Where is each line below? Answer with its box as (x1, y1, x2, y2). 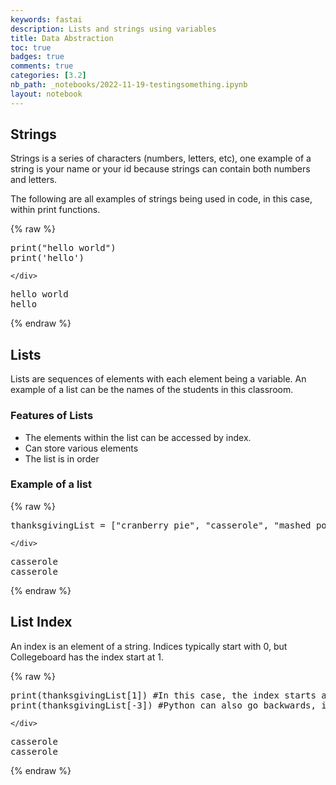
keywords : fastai (10, 14, 83, 25)
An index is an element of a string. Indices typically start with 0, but (10, 640, 288, 652)
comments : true (10, 61, 74, 71)
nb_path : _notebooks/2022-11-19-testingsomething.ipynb (10, 80, 248, 90)
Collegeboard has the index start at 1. (10, 651, 164, 663)
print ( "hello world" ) (10, 242, 117, 254)
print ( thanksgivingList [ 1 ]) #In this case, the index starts (10, 689, 317, 701)
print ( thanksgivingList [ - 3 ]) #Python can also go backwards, (10, 699, 317, 711)
